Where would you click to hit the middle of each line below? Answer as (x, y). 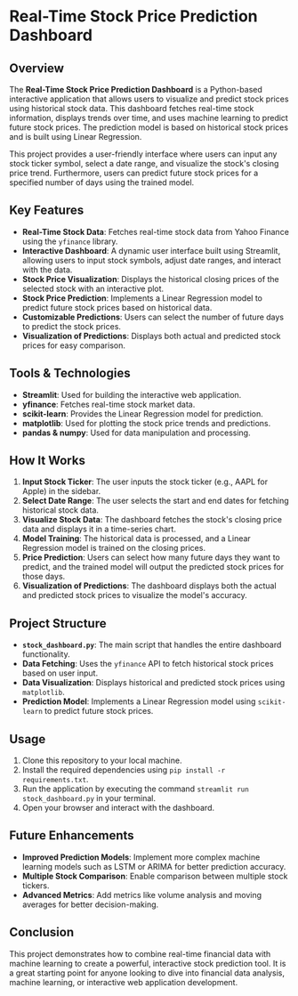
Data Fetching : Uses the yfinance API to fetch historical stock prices (148, 664)
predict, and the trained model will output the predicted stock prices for (153, 567)
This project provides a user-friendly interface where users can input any (143, 154)
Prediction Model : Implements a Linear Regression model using (139, 701)
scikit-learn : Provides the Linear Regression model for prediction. (143, 413)
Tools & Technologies (70, 373)
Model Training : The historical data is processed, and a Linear (136, 538)
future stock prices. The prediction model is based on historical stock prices (149, 127)
